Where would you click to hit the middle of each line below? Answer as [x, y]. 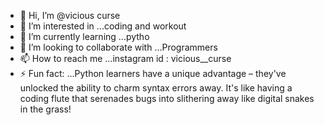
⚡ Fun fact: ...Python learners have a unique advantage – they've [153, 73]
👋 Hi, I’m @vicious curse [70, 15]
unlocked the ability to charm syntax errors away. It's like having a [156, 88]
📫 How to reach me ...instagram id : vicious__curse [125, 58]
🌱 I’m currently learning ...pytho [84, 36]
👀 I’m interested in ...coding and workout [103, 26]
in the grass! [45, 109]
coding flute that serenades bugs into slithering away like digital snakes [167, 98]
